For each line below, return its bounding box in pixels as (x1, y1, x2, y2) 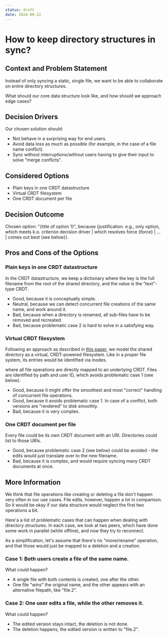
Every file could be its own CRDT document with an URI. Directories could (5, 433, 157, 439)
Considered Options (5, 171, 69, 180)
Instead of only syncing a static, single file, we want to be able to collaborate (5, 77, 163, 83)
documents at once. (12, 463, 54, 470)
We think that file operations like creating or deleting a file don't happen (5, 491, 153, 497)
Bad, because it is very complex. (12, 408, 80, 414)
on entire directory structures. (5, 83, 67, 89)
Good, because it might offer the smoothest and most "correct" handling (12, 387, 162, 393)
